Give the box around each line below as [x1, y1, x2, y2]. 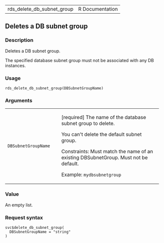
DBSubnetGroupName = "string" [9, 229, 71, 234]
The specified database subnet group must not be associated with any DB [5, 57, 154, 63]
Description [5, 37, 34, 43]
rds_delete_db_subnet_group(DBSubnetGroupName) [5, 85, 104, 91]
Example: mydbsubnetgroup [61, 171, 122, 178]
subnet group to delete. [61, 120, 115, 127]
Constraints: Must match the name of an [61, 148, 153, 155]
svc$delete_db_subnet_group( [5, 225, 64, 230]
